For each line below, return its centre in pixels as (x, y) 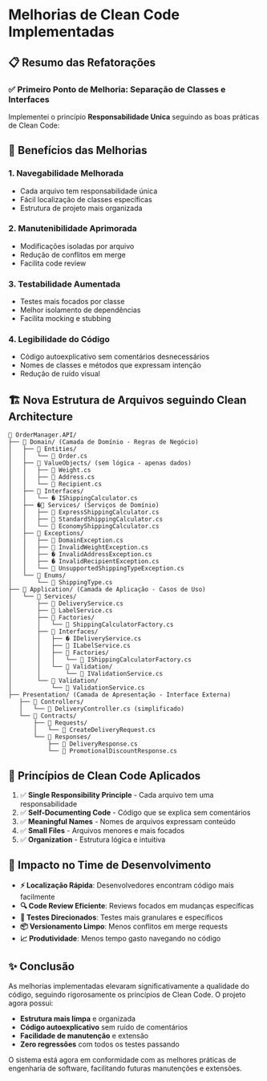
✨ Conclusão (41, 967)
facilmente (37, 896)
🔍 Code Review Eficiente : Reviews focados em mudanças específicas (137, 905)
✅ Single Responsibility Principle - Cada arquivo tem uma (117, 795)
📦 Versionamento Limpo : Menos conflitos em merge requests (124, 926)
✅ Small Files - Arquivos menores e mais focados (102, 831)
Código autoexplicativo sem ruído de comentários (104, 1027)
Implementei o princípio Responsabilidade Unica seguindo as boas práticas (134, 116)
